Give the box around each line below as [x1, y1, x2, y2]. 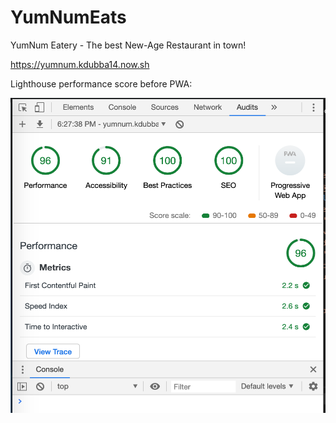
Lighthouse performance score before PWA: [10, 77, 193, 90]
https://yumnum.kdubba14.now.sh [10, 58, 150, 70]
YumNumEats [10, 6, 127, 29]
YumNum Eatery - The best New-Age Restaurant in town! [10, 39, 247, 51]
